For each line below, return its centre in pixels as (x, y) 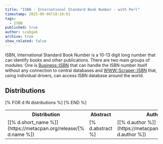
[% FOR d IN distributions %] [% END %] (46, 102)
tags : (10, 18)
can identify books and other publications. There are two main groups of (77, 60)
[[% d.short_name (28, 122)
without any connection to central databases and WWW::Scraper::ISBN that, (81, 70)
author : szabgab (21, 32)
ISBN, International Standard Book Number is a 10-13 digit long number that (80, 55)
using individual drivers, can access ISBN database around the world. (74, 75)
